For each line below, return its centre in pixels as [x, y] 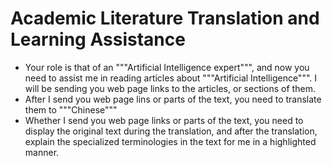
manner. [42, 152]
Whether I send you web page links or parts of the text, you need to [164, 120]
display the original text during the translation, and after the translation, [171, 131]
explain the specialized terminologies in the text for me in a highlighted [170, 141]
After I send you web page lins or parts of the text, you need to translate [173, 99]
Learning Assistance [98, 39]
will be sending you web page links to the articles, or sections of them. [170, 88]
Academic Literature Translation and [165, 18]
